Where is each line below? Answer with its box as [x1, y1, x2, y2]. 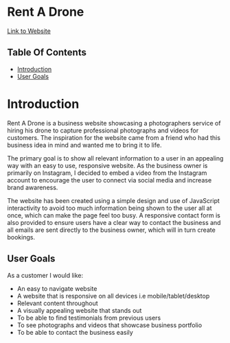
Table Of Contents [7, 47, 87, 58]
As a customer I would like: [7, 271, 84, 279]
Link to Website [7, 27, 51, 35]
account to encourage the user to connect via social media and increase [7, 176, 212, 184]
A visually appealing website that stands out [16, 306, 142, 314]
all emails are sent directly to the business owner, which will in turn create [7, 226, 216, 234]
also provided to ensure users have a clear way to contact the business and [7, 218, 221, 226]
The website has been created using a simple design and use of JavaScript [7, 196, 220, 204]
